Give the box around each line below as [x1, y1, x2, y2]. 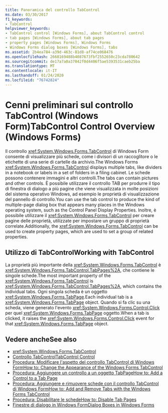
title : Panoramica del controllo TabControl [5, 7, 100, 13]
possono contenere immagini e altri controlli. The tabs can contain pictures [5, 175, 159, 181]
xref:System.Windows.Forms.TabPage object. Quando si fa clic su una [5, 299, 150, 305]
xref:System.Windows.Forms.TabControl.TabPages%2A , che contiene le [5, 267, 154, 273]
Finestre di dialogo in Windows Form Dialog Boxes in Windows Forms [12, 402, 154, 408]
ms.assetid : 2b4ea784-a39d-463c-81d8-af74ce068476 [5, 49, 113, 54]
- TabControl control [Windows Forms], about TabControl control [5, 31, 144, 36]
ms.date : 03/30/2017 [5, 12, 49, 17]
